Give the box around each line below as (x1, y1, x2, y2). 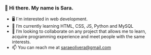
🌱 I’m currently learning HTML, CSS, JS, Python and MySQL (11, 23, 134, 29)
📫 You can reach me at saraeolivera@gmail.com (11, 45, 112, 51)
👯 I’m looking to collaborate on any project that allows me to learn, (11, 28, 147, 34)
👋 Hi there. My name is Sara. (4, 4, 74, 11)
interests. (11, 39, 31, 45)
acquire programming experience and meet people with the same (11, 34, 145, 40)
